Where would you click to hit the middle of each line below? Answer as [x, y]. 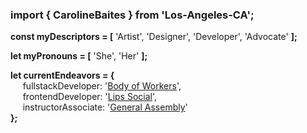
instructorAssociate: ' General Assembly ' [105, 107]
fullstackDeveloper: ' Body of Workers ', [102, 86]
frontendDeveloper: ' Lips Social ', [90, 97]
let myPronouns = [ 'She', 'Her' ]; [79, 56]
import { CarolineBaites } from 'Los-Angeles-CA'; [132, 15]
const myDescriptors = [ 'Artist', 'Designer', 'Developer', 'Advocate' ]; [154, 37]
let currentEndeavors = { [62, 75]
